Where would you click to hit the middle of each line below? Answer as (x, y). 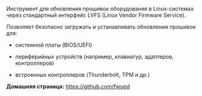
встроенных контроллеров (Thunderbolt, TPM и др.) (82, 75)
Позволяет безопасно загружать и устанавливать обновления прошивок (101, 27)
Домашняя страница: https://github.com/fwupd (68, 86)
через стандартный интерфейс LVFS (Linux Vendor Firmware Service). (96, 15)
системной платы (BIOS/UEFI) (53, 45)
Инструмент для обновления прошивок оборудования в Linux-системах (100, 9)
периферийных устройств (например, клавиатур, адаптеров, (94, 56)
